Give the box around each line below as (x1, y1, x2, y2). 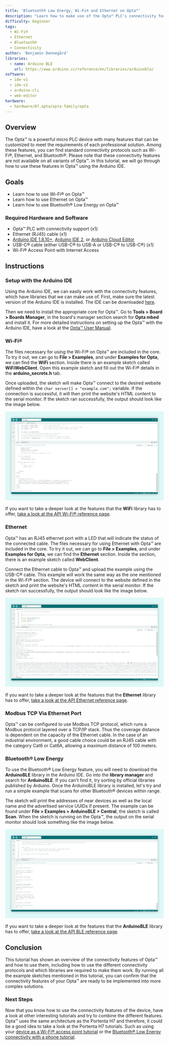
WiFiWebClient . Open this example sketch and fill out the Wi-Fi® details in (5, 365, 159, 371)
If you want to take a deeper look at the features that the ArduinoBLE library (5, 923, 163, 929)
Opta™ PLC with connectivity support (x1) (12, 226, 98, 232)
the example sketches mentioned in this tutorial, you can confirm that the (5, 972, 157, 979)
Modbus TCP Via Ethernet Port (5, 710, 82, 717)
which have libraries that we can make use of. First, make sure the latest (5, 294, 155, 300)
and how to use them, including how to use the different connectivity (5, 962, 148, 968)
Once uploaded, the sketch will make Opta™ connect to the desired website (5, 380, 161, 386)
